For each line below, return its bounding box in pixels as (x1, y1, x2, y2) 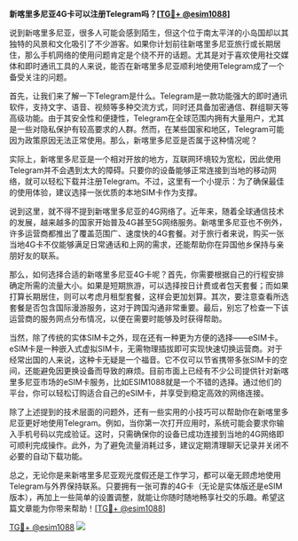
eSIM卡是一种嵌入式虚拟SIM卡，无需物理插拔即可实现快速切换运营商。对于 (9, 343, 283, 354)
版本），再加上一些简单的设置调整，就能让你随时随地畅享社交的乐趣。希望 (9, 492, 278, 502)
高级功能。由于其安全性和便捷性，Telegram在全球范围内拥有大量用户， (9, 113, 269, 123)
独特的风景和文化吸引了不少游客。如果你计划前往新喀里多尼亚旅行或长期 (9, 39, 273, 49)
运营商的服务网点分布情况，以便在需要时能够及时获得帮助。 (9, 314, 227, 324)
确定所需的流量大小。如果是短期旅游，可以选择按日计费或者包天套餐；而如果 (9, 280, 289, 291)
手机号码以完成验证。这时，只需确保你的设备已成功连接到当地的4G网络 (16, 429, 277, 439)
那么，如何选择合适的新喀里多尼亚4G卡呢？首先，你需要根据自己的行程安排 (9, 270, 285, 279)
